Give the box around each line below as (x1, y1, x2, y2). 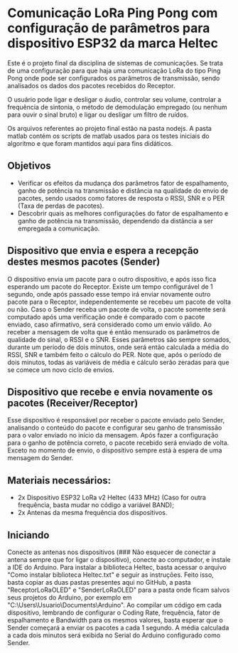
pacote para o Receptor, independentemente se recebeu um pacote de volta (7, 297, 232, 306)
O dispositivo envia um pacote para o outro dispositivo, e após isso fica (7, 275, 217, 283)
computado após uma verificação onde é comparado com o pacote (7, 312, 205, 321)
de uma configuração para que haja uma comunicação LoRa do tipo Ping (7, 66, 221, 75)
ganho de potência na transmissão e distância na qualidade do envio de (17, 186, 229, 195)
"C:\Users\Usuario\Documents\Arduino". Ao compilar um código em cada (7, 601, 222, 609)
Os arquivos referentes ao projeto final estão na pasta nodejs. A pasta (7, 124, 212, 132)
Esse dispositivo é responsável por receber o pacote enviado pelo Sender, (7, 416, 225, 425)
